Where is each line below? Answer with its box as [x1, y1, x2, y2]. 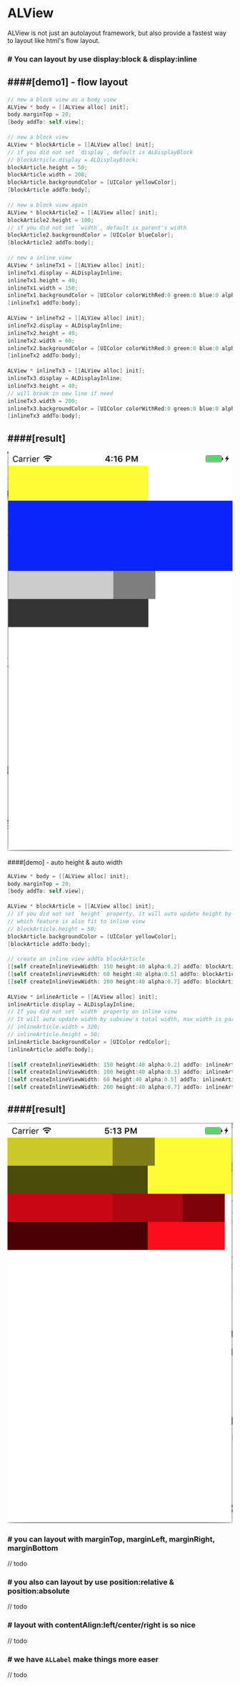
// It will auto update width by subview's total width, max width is [7, 1016, 222, 1023]
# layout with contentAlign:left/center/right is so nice [7, 1620, 196, 1630]
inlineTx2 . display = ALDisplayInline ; [7, 322, 123, 329]
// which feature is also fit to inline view [7, 918, 145, 925]
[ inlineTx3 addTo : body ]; [7, 412, 81, 419]
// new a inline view [7, 254, 72, 262]
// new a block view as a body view [7, 96, 116, 103]
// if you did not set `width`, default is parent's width [7, 224, 187, 232]
